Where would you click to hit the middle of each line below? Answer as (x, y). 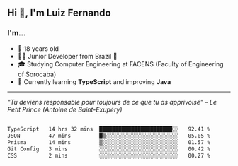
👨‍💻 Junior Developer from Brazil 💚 (67, 56)
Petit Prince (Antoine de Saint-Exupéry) (65, 109)
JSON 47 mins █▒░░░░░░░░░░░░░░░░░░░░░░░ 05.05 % (109, 136)
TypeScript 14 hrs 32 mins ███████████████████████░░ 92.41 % (109, 129)
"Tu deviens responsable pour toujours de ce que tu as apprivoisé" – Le (112, 102)
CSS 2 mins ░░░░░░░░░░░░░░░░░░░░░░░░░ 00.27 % (109, 155)
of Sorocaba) (37, 74)
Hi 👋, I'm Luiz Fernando (59, 13)
